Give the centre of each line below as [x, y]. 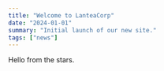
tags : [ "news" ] [33, 37]
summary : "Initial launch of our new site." [82, 30]
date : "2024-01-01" [40, 23]
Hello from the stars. [41, 60]
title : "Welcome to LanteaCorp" [61, 15]
